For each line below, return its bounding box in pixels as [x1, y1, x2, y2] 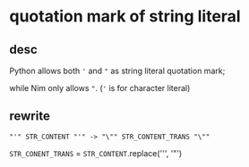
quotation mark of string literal [9, 6, 241, 27]
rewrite [9, 109, 51, 124]
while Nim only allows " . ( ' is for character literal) [9, 83, 191, 93]
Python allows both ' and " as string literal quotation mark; [9, 65, 226, 76]
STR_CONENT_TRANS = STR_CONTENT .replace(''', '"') [9, 147, 183, 158]
